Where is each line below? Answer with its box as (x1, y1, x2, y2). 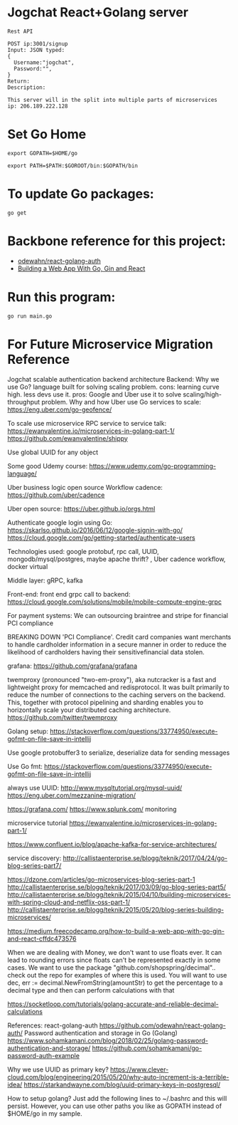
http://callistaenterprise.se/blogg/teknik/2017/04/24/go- (63, 854, 228, 862)
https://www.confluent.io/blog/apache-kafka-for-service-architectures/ (7, 839, 217, 848)
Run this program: (7, 289, 116, 305)
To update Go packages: (7, 186, 154, 202)
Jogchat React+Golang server (7, 4, 189, 21)
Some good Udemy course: (7, 461, 88, 470)
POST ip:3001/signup (7, 40, 69, 47)
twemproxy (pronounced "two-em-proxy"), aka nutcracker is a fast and (7, 675, 217, 684)
